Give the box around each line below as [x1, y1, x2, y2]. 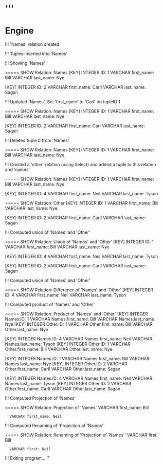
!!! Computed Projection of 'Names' [5, 395, 76, 401]
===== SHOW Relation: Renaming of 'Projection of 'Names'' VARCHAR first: [5, 432, 158, 438]
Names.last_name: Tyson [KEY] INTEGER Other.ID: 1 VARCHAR [5, 341, 131, 347]
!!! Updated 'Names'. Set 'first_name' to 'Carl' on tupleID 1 [5, 99, 121, 105]
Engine [5, 25, 34, 37]
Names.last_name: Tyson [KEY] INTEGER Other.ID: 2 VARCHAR [5, 381, 132, 387]
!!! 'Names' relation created [5, 41, 59, 47]
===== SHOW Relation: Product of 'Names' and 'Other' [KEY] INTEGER [5, 311, 148, 317]
